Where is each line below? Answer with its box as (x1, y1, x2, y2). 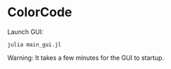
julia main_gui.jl (7, 41, 61, 48)
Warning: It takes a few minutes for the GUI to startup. (7, 54, 165, 62)
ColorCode (7, 4, 73, 20)
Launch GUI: (7, 27, 44, 36)
